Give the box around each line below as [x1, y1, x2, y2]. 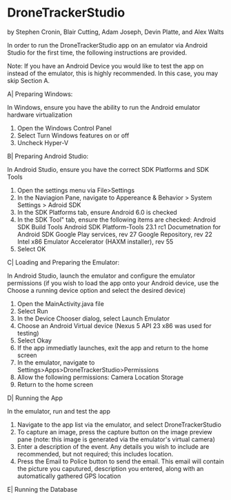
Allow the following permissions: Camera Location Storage [17, 373, 184, 381]
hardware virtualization [7, 110, 72, 119]
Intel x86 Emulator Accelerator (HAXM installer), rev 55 [17, 237, 174, 246]
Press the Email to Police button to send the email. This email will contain [17, 457, 224, 465]
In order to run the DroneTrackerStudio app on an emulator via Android [7, 41, 208, 49]
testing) [17, 329, 39, 337]
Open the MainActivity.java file [17, 299, 105, 308]
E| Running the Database [7, 485, 78, 493]
